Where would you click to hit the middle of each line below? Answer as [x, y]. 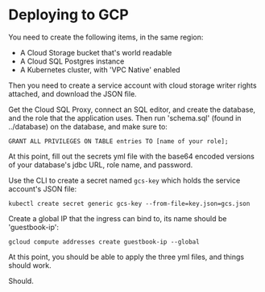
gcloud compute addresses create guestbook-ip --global [104, 242]
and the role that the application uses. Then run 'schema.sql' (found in [125, 117]
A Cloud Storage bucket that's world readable [96, 52]
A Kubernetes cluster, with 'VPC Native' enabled [100, 69]
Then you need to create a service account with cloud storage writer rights [132, 85]
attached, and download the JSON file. [72, 93]
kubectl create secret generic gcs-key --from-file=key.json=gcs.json [129, 204]
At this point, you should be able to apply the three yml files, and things [126, 257]
